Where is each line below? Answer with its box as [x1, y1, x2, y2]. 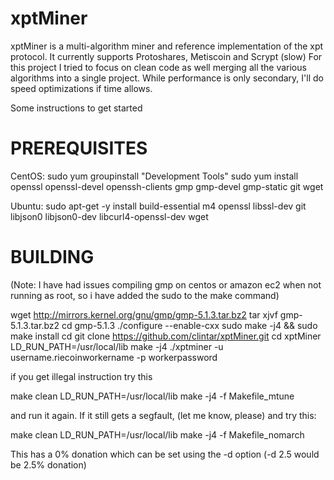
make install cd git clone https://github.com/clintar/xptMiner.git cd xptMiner [10, 330, 322, 342]
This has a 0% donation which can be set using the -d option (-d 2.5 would [10, 448, 320, 460]
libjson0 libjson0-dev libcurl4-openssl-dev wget [10, 210, 209, 222]
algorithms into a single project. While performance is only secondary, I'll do [10, 72, 324, 84]
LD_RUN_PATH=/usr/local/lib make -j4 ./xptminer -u [10, 340, 224, 352]
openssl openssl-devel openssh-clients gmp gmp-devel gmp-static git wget [10, 180, 324, 192]
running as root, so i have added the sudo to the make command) [10, 289, 280, 301]
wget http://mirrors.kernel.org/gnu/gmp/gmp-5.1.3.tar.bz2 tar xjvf [10, 308, 278, 321]
